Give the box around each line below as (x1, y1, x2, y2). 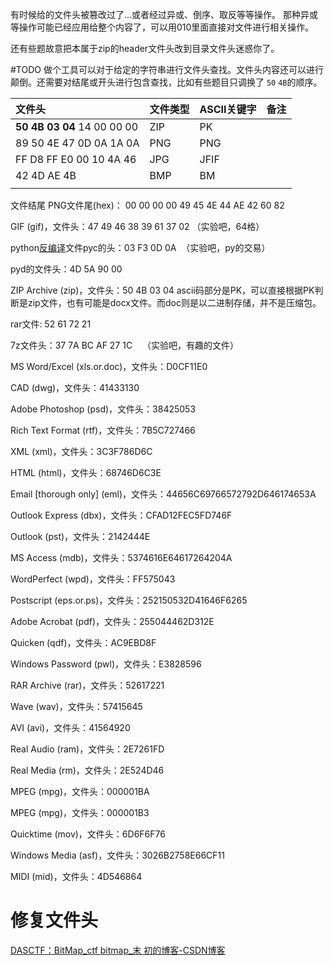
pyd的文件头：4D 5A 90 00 (10, 263, 123, 275)
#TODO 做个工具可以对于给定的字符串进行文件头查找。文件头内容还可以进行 (10, 64, 324, 75)
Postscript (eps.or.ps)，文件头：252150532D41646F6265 (10, 594, 248, 606)
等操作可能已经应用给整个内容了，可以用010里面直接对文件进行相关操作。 (10, 21, 315, 33)
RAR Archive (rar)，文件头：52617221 (10, 679, 165, 691)
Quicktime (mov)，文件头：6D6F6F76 (10, 828, 166, 840)
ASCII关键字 (199, 103, 257, 116)
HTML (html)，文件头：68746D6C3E (10, 467, 162, 478)
